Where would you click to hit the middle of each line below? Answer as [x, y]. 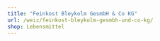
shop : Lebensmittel [36, 26]
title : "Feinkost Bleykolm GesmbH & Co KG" [73, 14]
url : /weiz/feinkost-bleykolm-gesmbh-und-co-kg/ [80, 20]
